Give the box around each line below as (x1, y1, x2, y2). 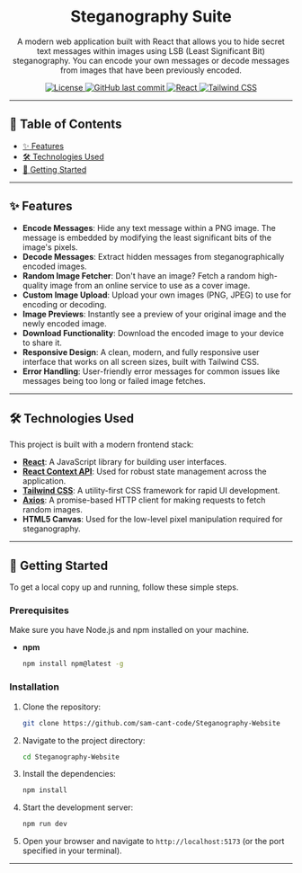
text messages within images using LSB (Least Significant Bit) (37, 45, 265, 56)
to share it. (22, 337, 63, 348)
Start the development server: (22, 802, 134, 813)
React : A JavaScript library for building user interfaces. (22, 457, 227, 468)
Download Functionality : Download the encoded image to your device (22, 327, 285, 338)
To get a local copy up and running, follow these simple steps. (9, 582, 239, 592)
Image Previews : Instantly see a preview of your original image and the (22, 308, 287, 319)
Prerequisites (9, 604, 69, 617)
